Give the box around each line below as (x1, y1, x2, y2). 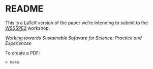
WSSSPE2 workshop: (5, 25, 50, 31)
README (5, 3, 44, 15)
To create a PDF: (5, 50, 41, 56)
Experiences (5, 40, 32, 46)
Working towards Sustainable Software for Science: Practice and (5, 35, 142, 41)
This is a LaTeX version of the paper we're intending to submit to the (5, 20, 148, 26)
